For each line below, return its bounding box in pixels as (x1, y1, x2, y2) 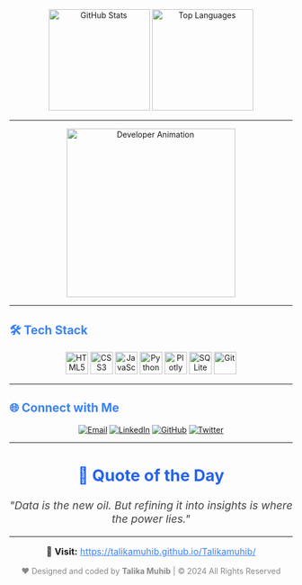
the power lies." (111, 511, 191, 526)
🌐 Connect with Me (9, 400, 120, 416)
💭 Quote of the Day (77, 464, 225, 485)
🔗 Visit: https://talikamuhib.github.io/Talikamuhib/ (46, 545, 256, 558)
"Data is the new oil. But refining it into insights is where (9, 498, 293, 512)
